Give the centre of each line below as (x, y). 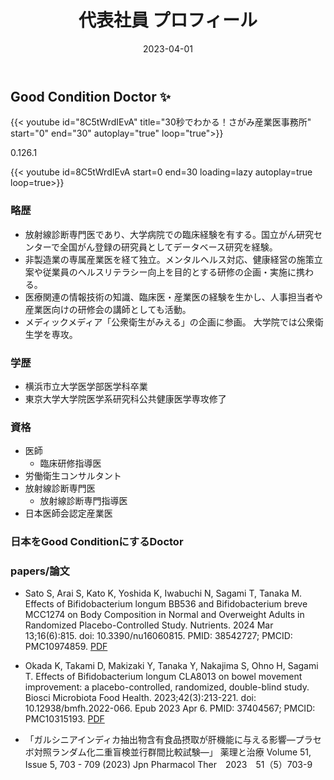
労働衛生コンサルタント (73, 476)
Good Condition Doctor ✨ (91, 96)
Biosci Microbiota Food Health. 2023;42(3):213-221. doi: (140, 698)
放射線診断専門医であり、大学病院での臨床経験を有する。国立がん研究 (169, 234)
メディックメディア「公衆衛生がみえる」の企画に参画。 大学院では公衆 (169, 322)
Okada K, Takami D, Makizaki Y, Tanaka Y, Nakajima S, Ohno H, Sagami (171, 666)
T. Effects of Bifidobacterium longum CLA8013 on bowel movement (163, 677)
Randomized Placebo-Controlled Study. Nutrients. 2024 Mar (149, 625)
